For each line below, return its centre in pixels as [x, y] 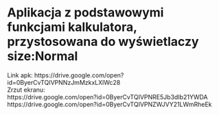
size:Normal [43, 56]
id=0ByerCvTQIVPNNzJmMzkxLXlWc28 [64, 82]
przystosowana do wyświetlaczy [103, 42]
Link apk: [20, 75]
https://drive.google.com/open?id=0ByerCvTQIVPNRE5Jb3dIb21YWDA [107, 97]
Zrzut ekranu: [26, 90]
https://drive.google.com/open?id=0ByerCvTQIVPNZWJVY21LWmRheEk [109, 104]
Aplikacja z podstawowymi [85, 13]
